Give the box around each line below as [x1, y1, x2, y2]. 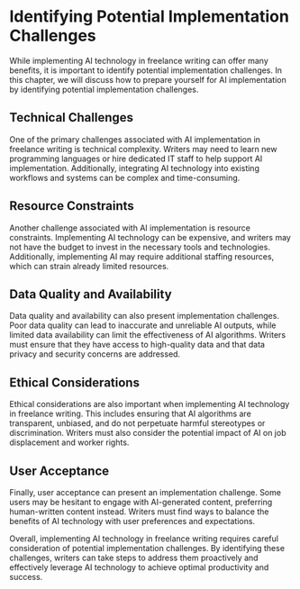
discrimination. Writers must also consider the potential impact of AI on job [9, 428, 286, 439]
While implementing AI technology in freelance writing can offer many [9, 55, 268, 66]
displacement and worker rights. [9, 437, 130, 448]
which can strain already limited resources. [9, 260, 169, 271]
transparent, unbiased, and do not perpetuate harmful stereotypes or [9, 418, 266, 429]
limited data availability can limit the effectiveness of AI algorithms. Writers [9, 330, 286, 340]
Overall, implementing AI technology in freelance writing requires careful [9, 533, 279, 544]
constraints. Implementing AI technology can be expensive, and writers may [9, 231, 291, 242]
